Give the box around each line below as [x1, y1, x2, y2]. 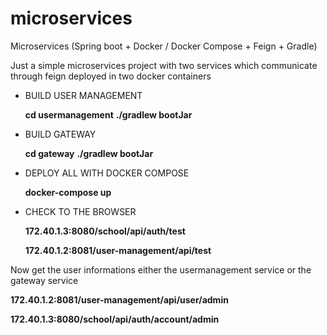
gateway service [10, 274, 79, 286]
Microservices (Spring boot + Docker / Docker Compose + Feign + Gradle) [10, 40, 318, 52]
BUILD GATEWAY [24, 128, 97, 140]
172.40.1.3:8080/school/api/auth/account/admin [10, 313, 220, 325]
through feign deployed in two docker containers [10, 70, 212, 82]
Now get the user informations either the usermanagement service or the [10, 263, 312, 276]
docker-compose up [24, 186, 112, 198]
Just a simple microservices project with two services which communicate [10, 59, 318, 71]
